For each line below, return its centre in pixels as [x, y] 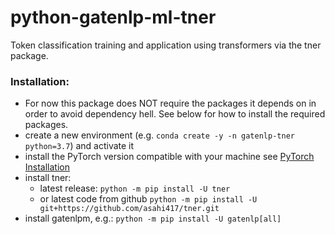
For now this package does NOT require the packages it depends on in [170, 103]
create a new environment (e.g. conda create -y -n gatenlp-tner [159, 135]
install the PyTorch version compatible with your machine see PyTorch [169, 157]
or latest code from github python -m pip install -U [148, 199]
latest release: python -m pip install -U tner [135, 188]
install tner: [48, 178]
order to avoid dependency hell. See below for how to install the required [175, 114]
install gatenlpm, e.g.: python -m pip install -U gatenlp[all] [153, 218]
